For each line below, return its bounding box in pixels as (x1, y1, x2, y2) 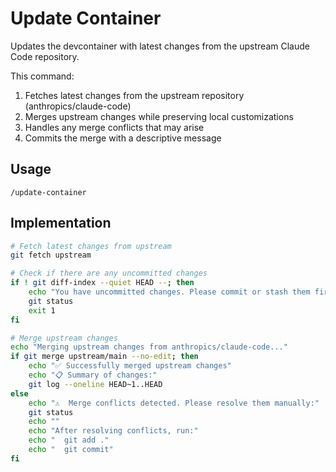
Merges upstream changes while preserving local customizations (24, 110, 294, 122)
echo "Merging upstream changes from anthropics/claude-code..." (10, 342, 288, 352)
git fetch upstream (10, 250, 92, 261)
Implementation (10, 215, 112, 232)
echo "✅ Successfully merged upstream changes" (28, 361, 232, 371)
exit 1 (28, 305, 56, 316)
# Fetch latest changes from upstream (10, 241, 172, 251)
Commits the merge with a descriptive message (24, 132, 222, 144)
